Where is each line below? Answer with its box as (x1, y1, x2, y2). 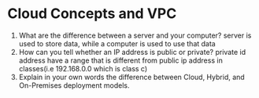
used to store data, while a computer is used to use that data (18, 38, 216, 48)
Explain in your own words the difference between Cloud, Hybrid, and (18, 72, 245, 82)
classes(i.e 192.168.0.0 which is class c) (18, 64, 148, 73)
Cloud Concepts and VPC (7, 5, 177, 23)
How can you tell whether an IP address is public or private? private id (18, 47, 246, 56)
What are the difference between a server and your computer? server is (18, 31, 252, 40)
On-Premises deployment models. (18, 80, 130, 90)
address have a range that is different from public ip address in (18, 56, 224, 65)
